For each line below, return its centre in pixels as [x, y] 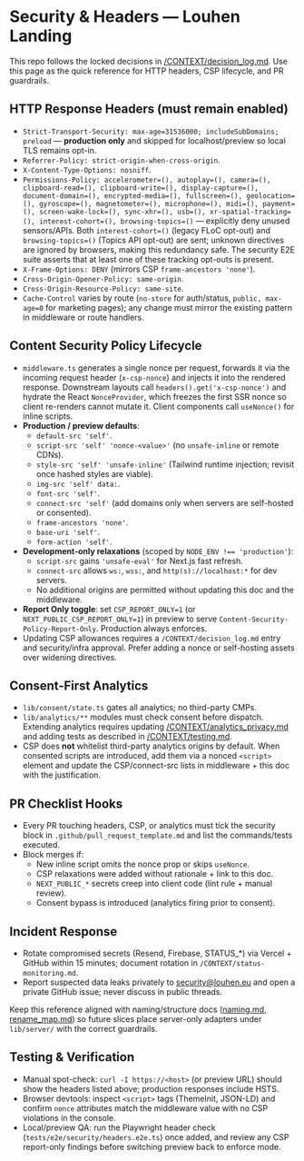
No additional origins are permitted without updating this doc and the [165, 590]
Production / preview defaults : [81, 425]
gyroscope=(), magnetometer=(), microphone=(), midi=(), [149, 203]
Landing [41, 36]
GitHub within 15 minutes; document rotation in [110, 963]
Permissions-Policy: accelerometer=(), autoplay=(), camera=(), [147, 180]
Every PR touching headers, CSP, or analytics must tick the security [149, 826]
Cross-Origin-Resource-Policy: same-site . [103, 288]
